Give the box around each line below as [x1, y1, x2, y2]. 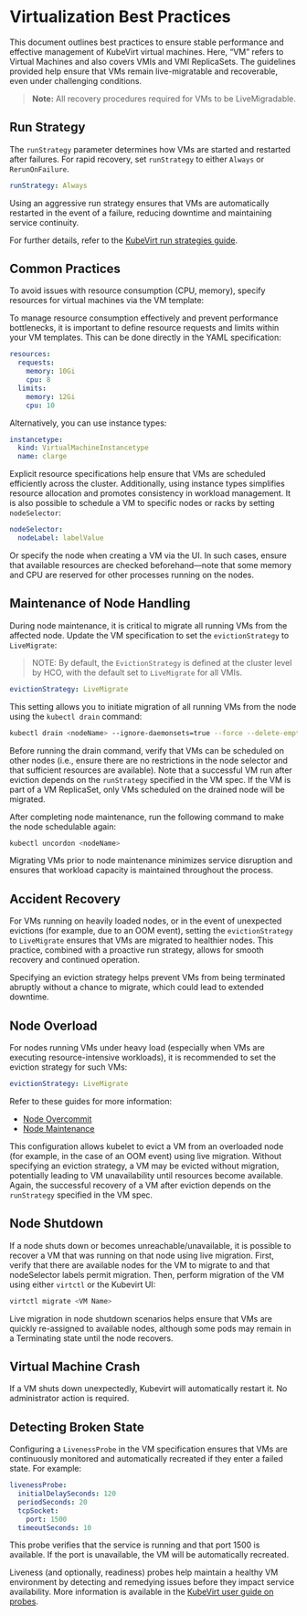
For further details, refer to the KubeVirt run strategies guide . [9, 235, 238, 246]
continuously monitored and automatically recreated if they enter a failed [9, 1453, 283, 1464]
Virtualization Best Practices [9, 6, 231, 27]
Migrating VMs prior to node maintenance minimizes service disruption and [9, 855, 293, 866]
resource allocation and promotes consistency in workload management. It [9, 488, 291, 499]
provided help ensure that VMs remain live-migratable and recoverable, [9, 66, 279, 77]
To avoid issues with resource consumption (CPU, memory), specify [9, 285, 266, 296]
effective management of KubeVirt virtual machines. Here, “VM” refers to [9, 46, 284, 57]
